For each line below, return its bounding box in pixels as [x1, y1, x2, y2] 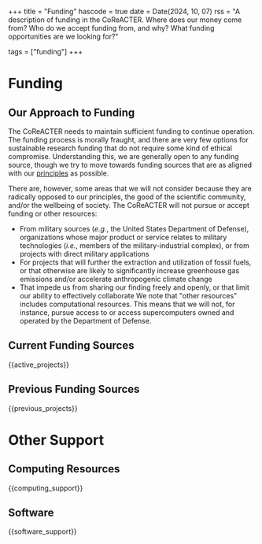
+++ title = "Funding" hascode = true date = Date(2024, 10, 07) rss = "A [8, 7, 241, 16]
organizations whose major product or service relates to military [19, 232, 227, 242]
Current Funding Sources [8, 339, 135, 353]
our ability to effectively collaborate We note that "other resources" [19, 291, 238, 300]
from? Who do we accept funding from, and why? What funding [8, 24, 215, 32]
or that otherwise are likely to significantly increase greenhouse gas [19, 266, 240, 275]
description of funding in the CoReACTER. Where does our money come [8, 15, 242, 24]
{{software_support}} [8, 527, 77, 536]
